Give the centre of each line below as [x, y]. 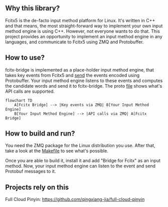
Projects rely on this [37, 187]
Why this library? [33, 8]
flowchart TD [19, 100]
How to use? [25, 58]
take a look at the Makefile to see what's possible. [57, 151]
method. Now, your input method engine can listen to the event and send [80, 166]
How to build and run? [40, 134]
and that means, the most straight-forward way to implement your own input [84, 26]
